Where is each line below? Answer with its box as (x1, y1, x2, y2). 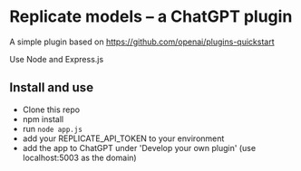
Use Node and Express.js (9, 53, 104, 64)
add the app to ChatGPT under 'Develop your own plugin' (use (22, 142, 257, 153)
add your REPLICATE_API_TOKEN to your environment (22, 133, 225, 144)
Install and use (9, 80, 93, 96)
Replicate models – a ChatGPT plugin (9, 6, 293, 27)
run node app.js (22, 123, 83, 134)
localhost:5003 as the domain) (22, 152, 138, 163)
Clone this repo (22, 104, 80, 115)
